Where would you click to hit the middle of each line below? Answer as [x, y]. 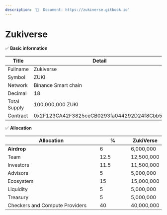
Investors [19, 165]
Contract [18, 116]
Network [18, 85]
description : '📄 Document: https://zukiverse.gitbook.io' [68, 10]
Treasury [18, 197]
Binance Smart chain [58, 85]
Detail [100, 61]
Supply [16, 107]
